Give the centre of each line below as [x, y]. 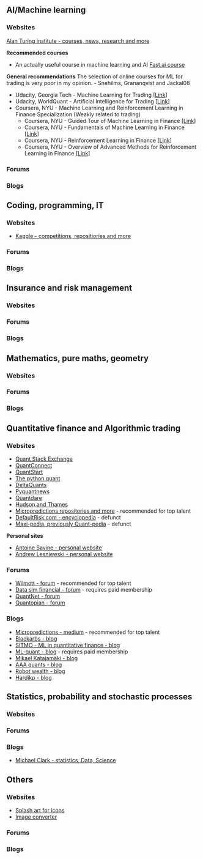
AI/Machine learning [46, 10]
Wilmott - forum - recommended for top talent [73, 583]
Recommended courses [37, 53]
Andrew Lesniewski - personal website [64, 554]
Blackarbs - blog [36, 638]
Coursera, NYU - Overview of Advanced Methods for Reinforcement [110, 147]
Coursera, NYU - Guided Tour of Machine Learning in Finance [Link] [110, 121]
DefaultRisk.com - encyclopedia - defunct [68, 518]
